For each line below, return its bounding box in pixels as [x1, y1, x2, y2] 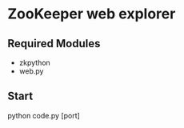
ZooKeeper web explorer [7, 5, 176, 23]
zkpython [18, 58, 51, 67]
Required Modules [7, 37, 101, 50]
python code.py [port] [7, 110, 81, 120]
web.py [18, 66, 44, 76]
